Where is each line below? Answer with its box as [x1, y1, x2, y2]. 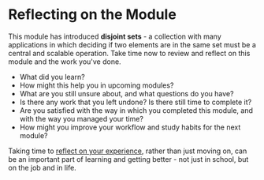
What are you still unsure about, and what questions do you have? [19, 88, 234, 98]
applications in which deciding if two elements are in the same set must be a [8, 39, 256, 49]
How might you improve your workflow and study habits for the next [19, 122, 241, 132]
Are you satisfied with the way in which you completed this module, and [19, 105, 254, 115]
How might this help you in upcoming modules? [19, 81, 174, 90]
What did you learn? [19, 72, 85, 81]
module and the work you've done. [8, 57, 121, 66]
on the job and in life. [8, 163, 76, 172]
